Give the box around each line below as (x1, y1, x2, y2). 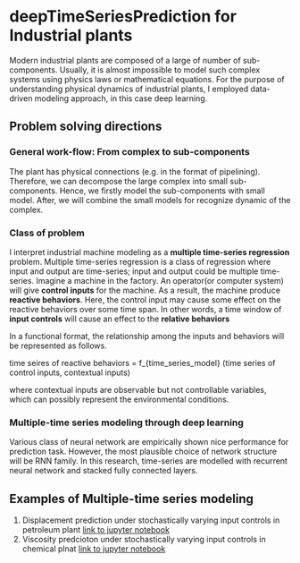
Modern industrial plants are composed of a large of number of (9, 55, 241, 65)
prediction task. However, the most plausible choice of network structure (9, 446, 278, 457)
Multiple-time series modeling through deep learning (9, 416, 244, 429)
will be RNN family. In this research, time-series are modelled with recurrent (9, 456, 288, 466)
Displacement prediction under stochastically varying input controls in (21, 515, 280, 525)
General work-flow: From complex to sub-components (9, 146, 250, 158)
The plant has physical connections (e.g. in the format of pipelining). (9, 166, 261, 176)
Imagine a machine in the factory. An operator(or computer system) (35, 275, 284, 286)
